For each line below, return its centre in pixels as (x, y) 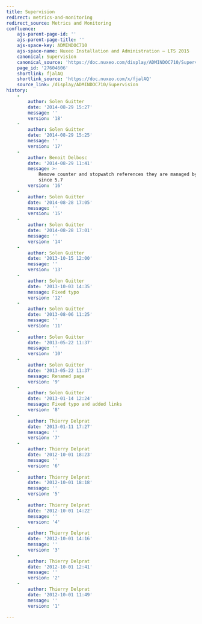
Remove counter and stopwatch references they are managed (114, 175)
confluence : (21, 29)
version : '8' (44, 410)
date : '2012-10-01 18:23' (60, 455)
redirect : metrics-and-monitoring (50, 17)
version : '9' (44, 382)
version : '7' (44, 438)
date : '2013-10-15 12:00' (60, 259)
